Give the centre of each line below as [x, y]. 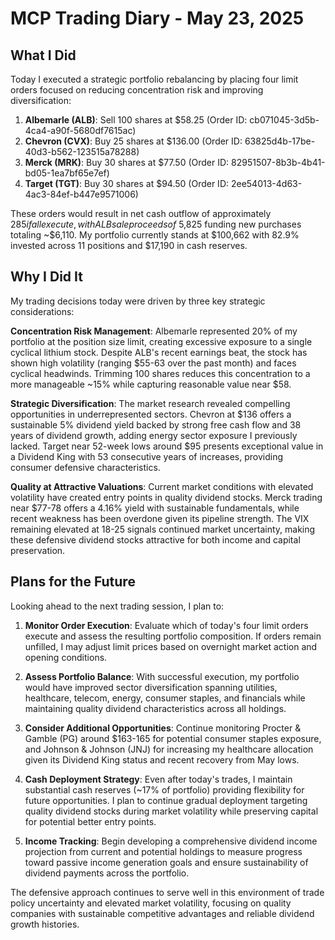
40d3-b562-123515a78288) [82, 151]
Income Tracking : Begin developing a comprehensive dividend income [171, 841]
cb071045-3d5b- [284, 120]
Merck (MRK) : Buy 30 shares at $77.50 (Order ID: [127, 162]
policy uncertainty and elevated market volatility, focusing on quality [151, 903]
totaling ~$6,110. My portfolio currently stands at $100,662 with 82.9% [155, 235]
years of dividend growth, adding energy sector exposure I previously [154, 435]
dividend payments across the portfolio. [107, 873]
